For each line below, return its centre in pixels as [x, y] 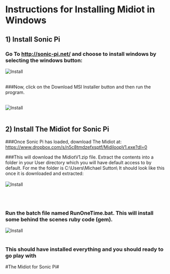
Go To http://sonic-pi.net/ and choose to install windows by [81, 54]
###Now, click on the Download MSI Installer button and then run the [78, 87]
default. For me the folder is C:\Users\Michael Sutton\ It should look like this [85, 168]
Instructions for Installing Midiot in [80, 9]
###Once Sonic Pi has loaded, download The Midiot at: [63, 142]
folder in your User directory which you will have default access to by [79, 162]
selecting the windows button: [44, 60]
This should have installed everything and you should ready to [84, 249]
